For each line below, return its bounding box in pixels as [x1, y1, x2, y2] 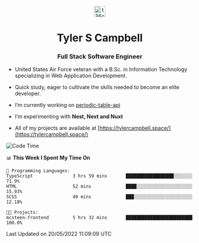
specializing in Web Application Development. [14, 72, 127, 80]
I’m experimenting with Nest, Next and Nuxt [14, 113, 124, 120]
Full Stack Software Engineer [57, 52, 143, 61]
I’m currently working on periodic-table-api [14, 102, 121, 109]
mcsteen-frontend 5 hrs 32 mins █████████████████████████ [6, 214, 193, 221]
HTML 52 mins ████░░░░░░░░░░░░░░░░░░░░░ [6, 184, 193, 190]
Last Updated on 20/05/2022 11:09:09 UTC [6, 231, 112, 238]
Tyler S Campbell [56, 31, 143, 45]
